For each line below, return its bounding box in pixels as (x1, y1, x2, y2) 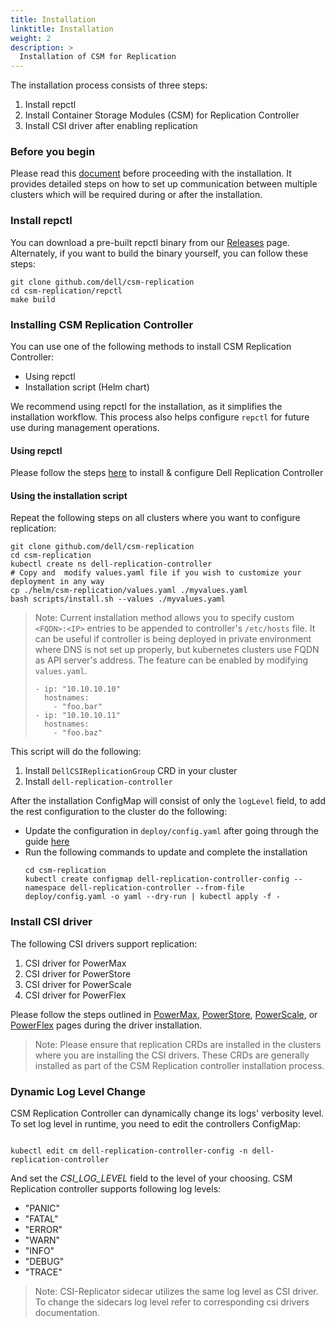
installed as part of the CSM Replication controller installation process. (34, 1059, 325, 1071)
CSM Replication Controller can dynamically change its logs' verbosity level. (10, 1107, 325, 1120)
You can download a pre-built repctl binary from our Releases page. (10, 236, 290, 248)
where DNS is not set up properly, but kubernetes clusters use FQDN (34, 644, 320, 656)
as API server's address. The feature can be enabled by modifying (34, 654, 309, 666)
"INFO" (24, 1245, 55, 1257)
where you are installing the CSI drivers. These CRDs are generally (34, 1049, 310, 1061)
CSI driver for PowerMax (24, 957, 127, 969)
